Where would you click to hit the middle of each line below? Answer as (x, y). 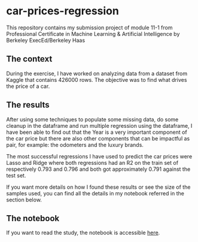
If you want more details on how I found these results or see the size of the (98, 187)
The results (28, 105)
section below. (24, 200)
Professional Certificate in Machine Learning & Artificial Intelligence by (93, 33)
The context (29, 59)
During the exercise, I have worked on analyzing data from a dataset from (97, 73)
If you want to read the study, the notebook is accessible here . (83, 233)
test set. (16, 175)
